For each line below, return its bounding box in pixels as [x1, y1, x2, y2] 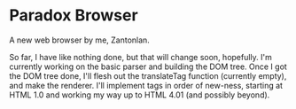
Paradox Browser [9, 5, 139, 26]
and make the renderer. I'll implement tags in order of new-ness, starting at [9, 80, 284, 90]
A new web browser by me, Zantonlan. [9, 35, 151, 45]
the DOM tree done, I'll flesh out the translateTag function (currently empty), [9, 70, 287, 81]
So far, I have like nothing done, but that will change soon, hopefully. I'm [9, 51, 273, 62]
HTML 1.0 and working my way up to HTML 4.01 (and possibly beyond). [9, 90, 270, 100]
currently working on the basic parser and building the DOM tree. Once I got [9, 61, 288, 72]
